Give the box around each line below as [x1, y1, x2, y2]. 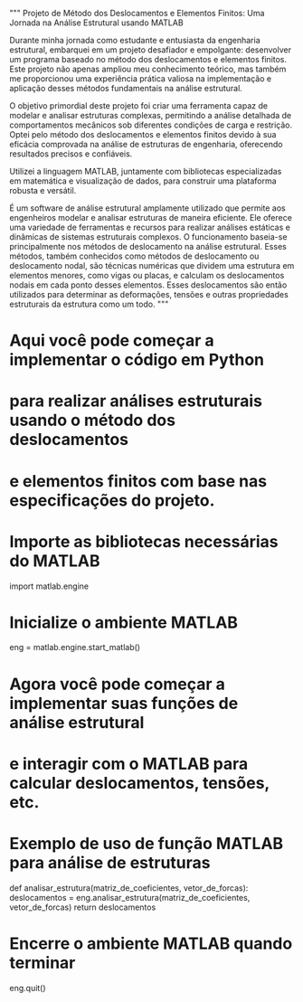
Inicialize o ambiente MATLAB [9, 612, 238, 632]
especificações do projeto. [9, 490, 215, 510]
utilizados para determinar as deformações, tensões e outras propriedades [9, 289, 289, 299]
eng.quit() [9, 982, 47, 993]
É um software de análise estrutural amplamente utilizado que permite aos [9, 203, 287, 213]
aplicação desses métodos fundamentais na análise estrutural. [9, 83, 242, 93]
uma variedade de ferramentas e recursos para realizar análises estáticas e [9, 222, 291, 232]
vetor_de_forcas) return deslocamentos [9, 902, 156, 912]
